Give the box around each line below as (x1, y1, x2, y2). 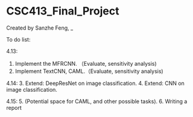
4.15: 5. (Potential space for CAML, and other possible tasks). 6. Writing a (6, 98, 188, 105)
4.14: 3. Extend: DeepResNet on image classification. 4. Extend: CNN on (6, 80, 185, 87)
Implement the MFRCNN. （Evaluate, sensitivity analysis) (14, 60, 157, 67)
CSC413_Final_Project (6, 4, 119, 18)
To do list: (6, 36, 31, 43)
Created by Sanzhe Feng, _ (6, 24, 74, 31)
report (6, 104, 22, 111)
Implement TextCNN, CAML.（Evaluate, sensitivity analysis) (14, 68, 164, 75)
